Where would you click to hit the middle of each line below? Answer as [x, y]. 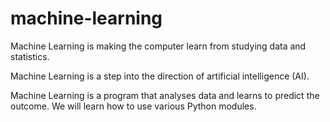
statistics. [30, 56]
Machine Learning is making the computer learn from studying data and [158, 46]
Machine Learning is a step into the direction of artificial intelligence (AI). [160, 76]
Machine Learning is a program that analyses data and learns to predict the [165, 95]
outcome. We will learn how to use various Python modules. [133, 106]
